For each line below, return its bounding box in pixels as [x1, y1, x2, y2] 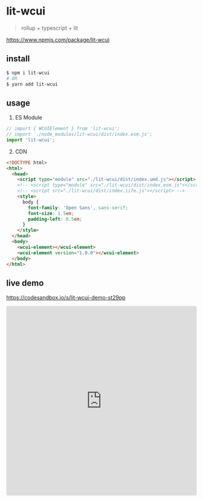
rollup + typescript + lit [21, 24, 79, 32]
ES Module [14, 114, 42, 121]
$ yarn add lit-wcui [6, 81, 59, 87]
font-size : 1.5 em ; [28, 210, 74, 217]
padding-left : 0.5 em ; [28, 216, 83, 222]
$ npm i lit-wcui [6, 70, 50, 76]
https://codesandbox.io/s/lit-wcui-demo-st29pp [6, 294, 126, 301]
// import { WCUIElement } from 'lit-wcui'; [6, 126, 120, 132]
